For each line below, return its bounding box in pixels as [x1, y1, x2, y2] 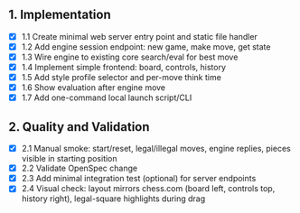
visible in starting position [21, 153, 118, 164]
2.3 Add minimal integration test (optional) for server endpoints [21, 173, 257, 184]
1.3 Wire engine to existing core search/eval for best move [21, 51, 239, 62]
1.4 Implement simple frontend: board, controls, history [21, 62, 227, 72]
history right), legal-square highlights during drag [21, 193, 206, 204]
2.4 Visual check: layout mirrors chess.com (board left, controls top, [21, 183, 276, 194]
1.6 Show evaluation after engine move [21, 82, 166, 93]
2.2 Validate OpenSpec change [21, 162, 137, 174]
